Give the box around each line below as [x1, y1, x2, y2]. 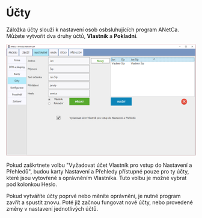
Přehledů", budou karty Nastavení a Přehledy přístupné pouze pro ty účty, [6, 167, 189, 175]
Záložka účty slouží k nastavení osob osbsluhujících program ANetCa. [6, 26, 179, 33]
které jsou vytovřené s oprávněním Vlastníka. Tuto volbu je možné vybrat [6, 174, 187, 181]
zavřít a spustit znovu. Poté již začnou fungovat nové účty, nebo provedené [6, 199, 194, 206]
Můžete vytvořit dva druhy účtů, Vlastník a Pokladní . [6, 32, 138, 39]
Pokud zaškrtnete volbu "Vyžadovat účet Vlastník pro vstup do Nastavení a [6, 161, 192, 169]
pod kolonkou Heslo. [6, 181, 58, 188]
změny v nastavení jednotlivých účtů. [6, 205, 99, 212]
